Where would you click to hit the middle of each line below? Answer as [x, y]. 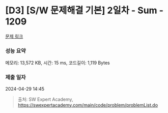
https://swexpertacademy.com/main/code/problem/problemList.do [88, 105]
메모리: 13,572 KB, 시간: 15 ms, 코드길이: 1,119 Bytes [58, 63]
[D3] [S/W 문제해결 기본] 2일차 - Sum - [85, 10]
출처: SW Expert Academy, [45, 99]
